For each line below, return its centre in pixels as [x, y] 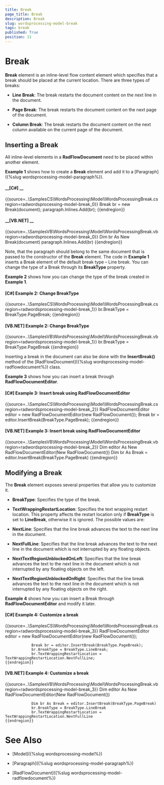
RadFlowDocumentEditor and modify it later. [50, 603]
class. [55, 367]
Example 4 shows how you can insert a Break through [60, 598]
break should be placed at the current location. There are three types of [78, 80]
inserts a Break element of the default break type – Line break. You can [77, 262]
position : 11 [18, 37]
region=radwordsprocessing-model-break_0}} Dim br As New [67, 237]
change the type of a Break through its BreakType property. [66, 267]
